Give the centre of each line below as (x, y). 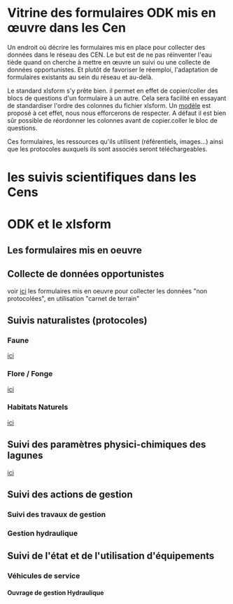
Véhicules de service (44, 576)
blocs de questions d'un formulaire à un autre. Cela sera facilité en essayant (117, 98)
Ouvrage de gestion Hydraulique (56, 592)
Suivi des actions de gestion (70, 495)
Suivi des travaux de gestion (57, 514)
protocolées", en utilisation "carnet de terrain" (73, 298)
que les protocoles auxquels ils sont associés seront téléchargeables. (107, 149)
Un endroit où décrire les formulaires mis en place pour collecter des (106, 47)
